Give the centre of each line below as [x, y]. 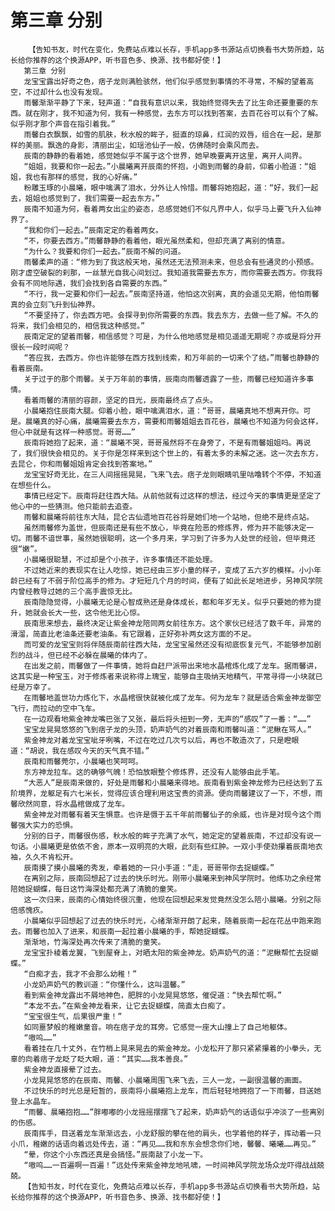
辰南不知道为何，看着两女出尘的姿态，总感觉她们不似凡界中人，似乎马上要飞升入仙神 [172, 209]
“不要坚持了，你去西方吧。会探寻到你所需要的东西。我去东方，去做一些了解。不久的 [171, 315]
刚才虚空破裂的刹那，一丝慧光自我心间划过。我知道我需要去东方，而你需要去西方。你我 [163, 272]
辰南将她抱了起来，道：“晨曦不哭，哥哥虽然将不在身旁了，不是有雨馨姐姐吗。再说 [167, 442]
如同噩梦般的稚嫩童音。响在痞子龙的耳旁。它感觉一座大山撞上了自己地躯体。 [157, 1027]
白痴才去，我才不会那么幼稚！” [83, 974]
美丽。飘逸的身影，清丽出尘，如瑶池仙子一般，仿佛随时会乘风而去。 [144, 145]
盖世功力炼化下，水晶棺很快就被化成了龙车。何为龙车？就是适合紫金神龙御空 [187, 697]
